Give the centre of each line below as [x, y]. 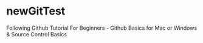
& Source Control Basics [37, 34]
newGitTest [36, 11]
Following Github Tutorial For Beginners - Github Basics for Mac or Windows [102, 28]
